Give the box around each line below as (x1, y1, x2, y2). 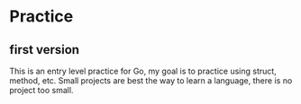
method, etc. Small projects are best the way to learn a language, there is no (9, 75, 293, 86)
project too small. (9, 85, 74, 95)
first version (9, 42, 79, 57)
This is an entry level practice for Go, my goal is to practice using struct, (9, 65, 277, 76)
